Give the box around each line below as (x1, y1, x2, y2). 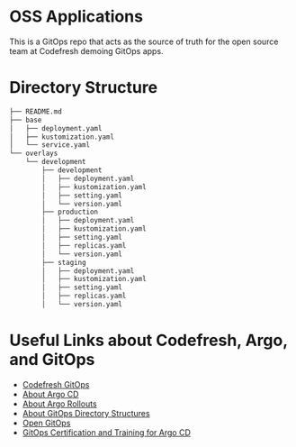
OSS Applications (9, 6, 144, 27)
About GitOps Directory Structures (22, 407, 150, 418)
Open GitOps (22, 417, 71, 428)
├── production (41, 207, 99, 217)
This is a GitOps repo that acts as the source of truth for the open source (9, 36, 279, 47)
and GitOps (9, 350, 95, 370)
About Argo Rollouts (22, 398, 97, 409)
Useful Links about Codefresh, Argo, (9, 331, 288, 351)
